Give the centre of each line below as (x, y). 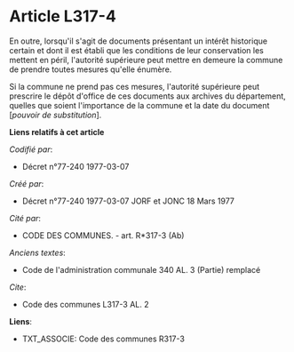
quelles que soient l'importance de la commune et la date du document (139, 105)
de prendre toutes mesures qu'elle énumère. (91, 69)
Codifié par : (31, 149)
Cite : (18, 287)
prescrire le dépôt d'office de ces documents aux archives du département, (147, 96)
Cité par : (25, 218)
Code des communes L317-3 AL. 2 (85, 304)
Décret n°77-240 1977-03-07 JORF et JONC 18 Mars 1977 (128, 201)
